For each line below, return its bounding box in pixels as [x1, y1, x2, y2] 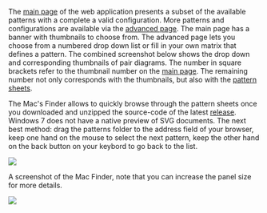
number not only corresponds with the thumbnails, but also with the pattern [8, 75, 257, 84]
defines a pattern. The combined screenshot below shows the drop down [8, 50, 250, 58]
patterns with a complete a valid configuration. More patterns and [8, 15, 225, 25]
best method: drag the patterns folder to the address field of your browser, [8, 124, 254, 134]
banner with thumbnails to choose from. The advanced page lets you [8, 32, 236, 42]
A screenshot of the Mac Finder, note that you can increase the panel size [8, 172, 252, 181]
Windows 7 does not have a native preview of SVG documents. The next [8, 116, 246, 125]
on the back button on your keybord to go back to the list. [8, 142, 198, 151]
